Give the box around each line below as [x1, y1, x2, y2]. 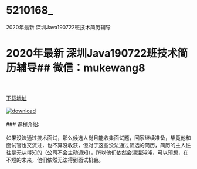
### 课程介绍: [6, 120, 40, 127]
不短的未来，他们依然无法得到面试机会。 [6, 156, 104, 163]
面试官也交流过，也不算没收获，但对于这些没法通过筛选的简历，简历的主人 [6, 141, 186, 148]
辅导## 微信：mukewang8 [16, 61, 145, 75]
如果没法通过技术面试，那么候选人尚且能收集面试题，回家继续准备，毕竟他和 [6, 134, 191, 141]
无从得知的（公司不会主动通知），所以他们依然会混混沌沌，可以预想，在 [16, 148, 189, 156]
